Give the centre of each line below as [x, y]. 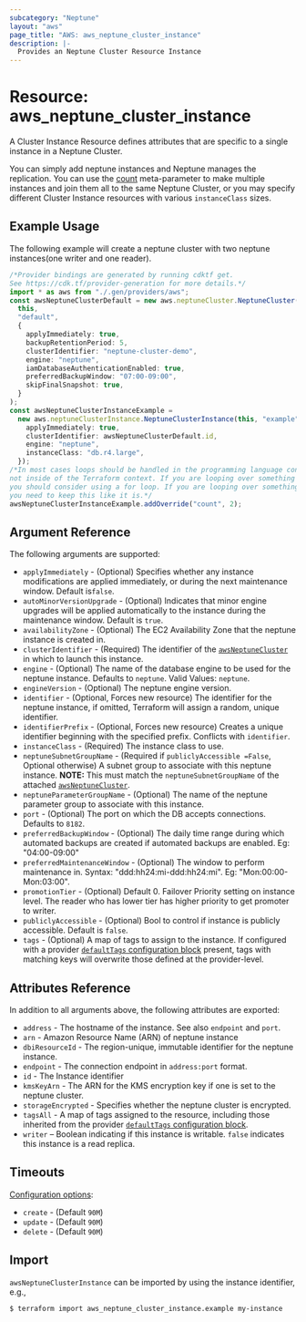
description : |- [40, 43]
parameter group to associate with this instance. [113, 804]
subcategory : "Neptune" [55, 18]
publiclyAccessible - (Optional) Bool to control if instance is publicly [151, 921]
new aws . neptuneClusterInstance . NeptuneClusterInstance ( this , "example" [158, 419]
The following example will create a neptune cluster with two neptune [140, 248]
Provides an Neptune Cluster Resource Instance [110, 52]
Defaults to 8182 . [53, 824]
